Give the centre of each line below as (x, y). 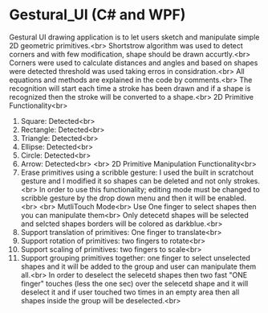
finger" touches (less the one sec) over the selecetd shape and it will (134, 283)
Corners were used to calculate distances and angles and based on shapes (134, 63)
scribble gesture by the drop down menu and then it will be (118, 198)
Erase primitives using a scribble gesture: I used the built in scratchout (137, 172)
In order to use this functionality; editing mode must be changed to (150, 189)
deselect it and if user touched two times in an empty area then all (130, 292)
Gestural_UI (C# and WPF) (97, 15)
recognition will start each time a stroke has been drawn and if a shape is (130, 88)
